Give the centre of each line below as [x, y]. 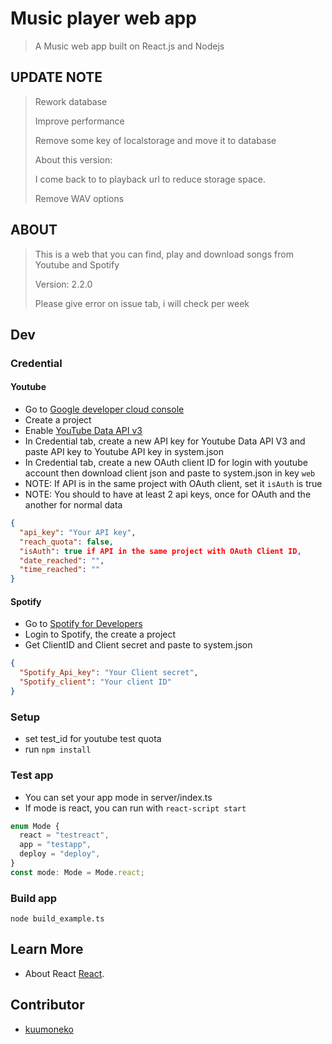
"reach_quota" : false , [66, 542]
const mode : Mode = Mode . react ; [77, 872]
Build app [34, 898]
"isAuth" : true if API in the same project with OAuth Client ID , [160, 551]
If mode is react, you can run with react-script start [135, 808]
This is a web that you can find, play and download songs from [164, 254]
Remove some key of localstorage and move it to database [155, 140]
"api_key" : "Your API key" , [78, 532]
